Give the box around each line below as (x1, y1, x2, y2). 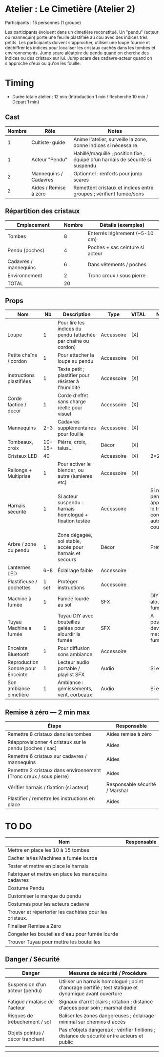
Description (62, 311, 91, 318)
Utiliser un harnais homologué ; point (59, 978, 143, 985)
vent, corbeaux (58, 691, 92, 698)
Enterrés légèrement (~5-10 (87, 230, 154, 236)
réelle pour (58, 404, 82, 411)
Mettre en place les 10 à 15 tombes (7, 847, 89, 854)
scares (73, 176, 89, 183)
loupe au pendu (58, 358, 94, 365)
